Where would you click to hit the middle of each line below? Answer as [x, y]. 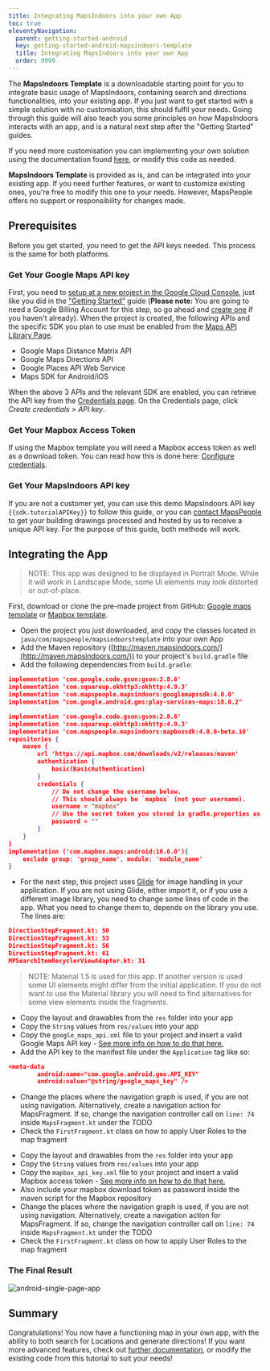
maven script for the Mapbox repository [86, 1199]
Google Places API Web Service [73, 368]
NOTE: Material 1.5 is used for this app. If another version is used [135, 976]
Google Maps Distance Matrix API [76, 351]
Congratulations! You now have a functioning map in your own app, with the [134, 1333]
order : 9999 [36, 61]
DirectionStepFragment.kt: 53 [59, 939]
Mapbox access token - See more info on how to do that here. [123, 1181]
